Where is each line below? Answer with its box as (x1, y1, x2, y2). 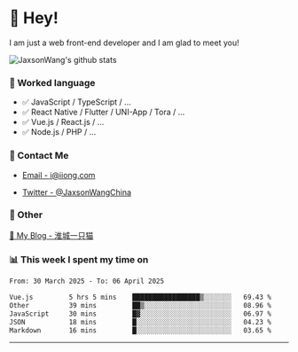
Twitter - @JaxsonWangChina (21, 186, 131, 198)
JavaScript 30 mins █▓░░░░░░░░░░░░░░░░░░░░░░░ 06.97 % (9, 309, 272, 318)
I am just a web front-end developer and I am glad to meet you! (9, 37, 239, 48)
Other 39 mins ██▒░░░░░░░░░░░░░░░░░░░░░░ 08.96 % (9, 301, 272, 309)
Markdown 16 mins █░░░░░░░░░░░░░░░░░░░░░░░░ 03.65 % (9, 325, 272, 335)
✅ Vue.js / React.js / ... (21, 117, 105, 128)
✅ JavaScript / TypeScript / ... (21, 97, 131, 107)
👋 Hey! (9, 8, 59, 28)
